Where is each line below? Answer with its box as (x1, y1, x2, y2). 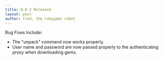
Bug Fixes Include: (5, 30, 43, 36)
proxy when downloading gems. (12, 49, 77, 55)
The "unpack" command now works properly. (12, 39, 104, 45)
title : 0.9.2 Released (5, 7, 51, 12)
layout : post (5, 12, 32, 17)
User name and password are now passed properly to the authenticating (12, 44, 159, 50)
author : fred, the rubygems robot (5, 16, 76, 21)
